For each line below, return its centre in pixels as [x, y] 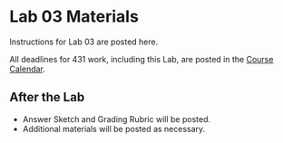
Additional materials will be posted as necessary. [114, 129]
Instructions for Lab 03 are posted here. [84, 42]
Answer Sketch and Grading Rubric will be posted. [117, 119]
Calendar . [27, 69]
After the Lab [47, 97]
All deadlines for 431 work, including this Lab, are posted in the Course [141, 59]
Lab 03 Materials [74, 17]
